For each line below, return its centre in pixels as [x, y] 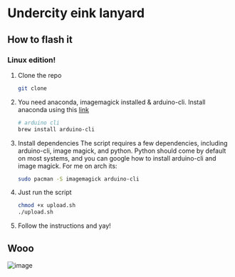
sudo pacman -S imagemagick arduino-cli [78, 179]
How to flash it [40, 40]
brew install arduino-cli [56, 129]
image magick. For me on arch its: [67, 166]
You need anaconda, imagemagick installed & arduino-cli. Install [111, 102]
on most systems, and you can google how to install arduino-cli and [117, 158]
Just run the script [45, 192]
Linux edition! [32, 60]
